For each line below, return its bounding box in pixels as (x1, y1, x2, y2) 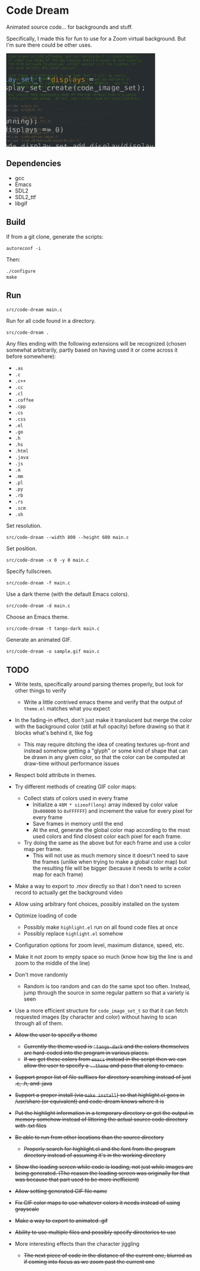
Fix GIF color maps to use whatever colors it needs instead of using (14, 1199, 180, 1206)
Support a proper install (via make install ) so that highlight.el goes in (14, 1092, 185, 1099)
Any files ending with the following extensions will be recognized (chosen (6, 340, 186, 348)
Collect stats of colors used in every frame (23, 795, 129, 802)
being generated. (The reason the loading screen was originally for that (14, 1170, 190, 1177)
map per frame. (23, 846, 62, 853)
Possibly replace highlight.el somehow (23, 930, 123, 937)
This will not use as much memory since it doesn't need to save (32, 852, 189, 859)
